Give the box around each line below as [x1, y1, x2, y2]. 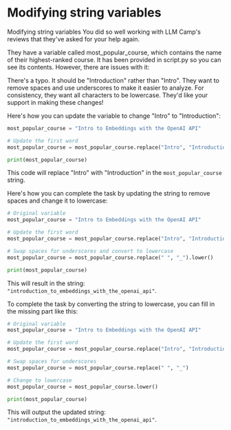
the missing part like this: [7, 307, 78, 315]
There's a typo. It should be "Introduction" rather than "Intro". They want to [7, 76, 220, 84]
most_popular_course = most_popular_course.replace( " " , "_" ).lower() [7, 254, 214, 261]
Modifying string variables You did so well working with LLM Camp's [7, 28, 201, 36]
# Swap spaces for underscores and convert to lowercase [7, 247, 174, 254]
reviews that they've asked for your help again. [7, 34, 140, 43]
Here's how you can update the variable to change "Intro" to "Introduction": [7, 112, 221, 120]
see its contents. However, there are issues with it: [7, 63, 150, 71]
